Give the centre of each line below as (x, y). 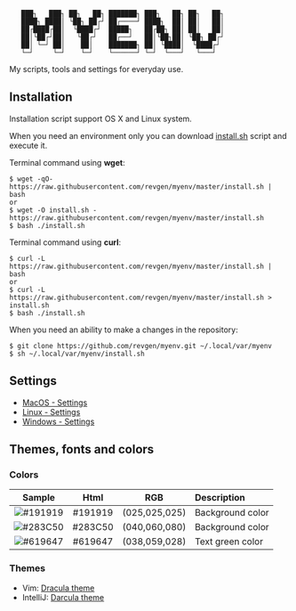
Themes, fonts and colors (82, 449)
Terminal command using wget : (68, 162)
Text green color (229, 542)
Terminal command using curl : (65, 242)
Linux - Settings (51, 411)
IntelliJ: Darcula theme (63, 597)
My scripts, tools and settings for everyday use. (96, 69)
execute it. (28, 145)
